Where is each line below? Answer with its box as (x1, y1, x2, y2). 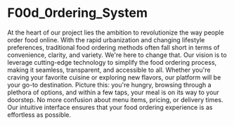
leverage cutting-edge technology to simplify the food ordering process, (7, 58, 217, 66)
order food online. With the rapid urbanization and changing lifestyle (7, 35, 205, 44)
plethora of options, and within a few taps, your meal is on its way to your (7, 88, 220, 96)
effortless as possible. (7, 111, 72, 119)
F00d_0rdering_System (7, 5, 148, 21)
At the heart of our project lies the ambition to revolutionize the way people (7, 28, 224, 37)
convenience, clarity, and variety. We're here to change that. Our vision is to (7, 51, 227, 59)
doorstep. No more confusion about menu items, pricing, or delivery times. (7, 95, 223, 103)
